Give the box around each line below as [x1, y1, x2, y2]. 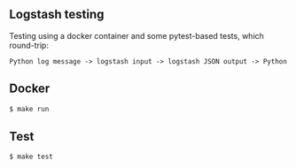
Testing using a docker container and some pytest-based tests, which [9, 30, 264, 41]
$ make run [9, 104, 50, 113]
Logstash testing [9, 7, 105, 22]
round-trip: [9, 40, 49, 50]
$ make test [9, 152, 53, 162]
